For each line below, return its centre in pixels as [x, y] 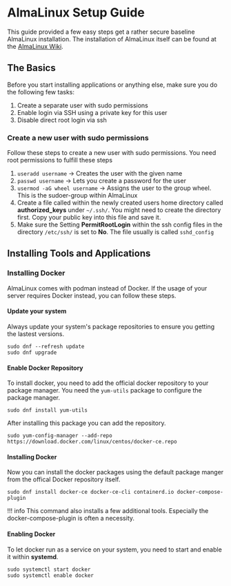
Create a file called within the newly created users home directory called [120, 203]
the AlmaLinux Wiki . [35, 46]
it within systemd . [33, 556]
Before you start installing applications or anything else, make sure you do [112, 85]
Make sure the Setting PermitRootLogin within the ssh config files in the [120, 224]
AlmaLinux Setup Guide [76, 13]
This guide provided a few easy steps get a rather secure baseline [101, 32]
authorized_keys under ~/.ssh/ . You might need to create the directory [119, 210]
